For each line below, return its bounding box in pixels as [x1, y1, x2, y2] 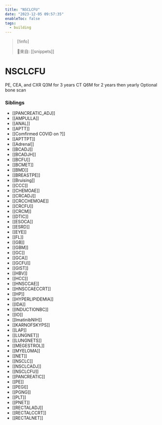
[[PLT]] [12, 394, 26, 400]
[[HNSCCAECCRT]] [12, 286, 51, 292]
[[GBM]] [12, 245, 29, 250]
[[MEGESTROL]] [12, 343, 45, 349]
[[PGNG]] [12, 390, 31, 395]
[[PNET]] [12, 400, 30, 406]
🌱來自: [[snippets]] [16, 49, 54, 54]
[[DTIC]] [12, 213, 29, 219]
